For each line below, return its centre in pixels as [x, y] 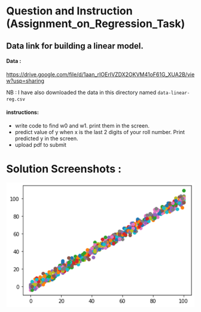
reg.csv [16, 99]
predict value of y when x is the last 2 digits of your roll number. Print [100, 132]
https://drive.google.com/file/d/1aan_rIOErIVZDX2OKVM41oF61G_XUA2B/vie [100, 74]
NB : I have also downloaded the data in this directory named [81, 92]
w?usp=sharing [25, 81]
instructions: [22, 113]
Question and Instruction [69, 11]
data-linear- [174, 93]
